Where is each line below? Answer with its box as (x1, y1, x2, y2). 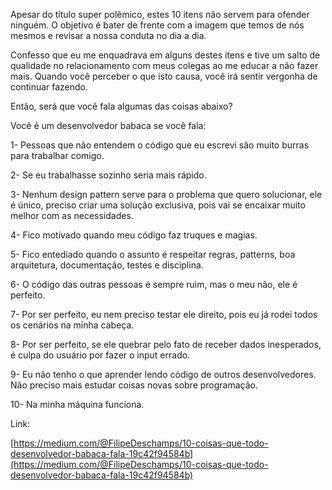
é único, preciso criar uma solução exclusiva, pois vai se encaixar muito (10, 199, 306, 211)
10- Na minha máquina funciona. (10, 399, 145, 410)
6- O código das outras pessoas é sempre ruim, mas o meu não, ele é (10, 279, 298, 290)
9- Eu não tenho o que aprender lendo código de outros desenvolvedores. (10, 369, 317, 380)
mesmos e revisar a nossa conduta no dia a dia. (10, 30, 207, 41)
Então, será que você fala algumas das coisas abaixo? (10, 100, 233, 112)
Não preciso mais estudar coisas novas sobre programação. (10, 379, 259, 391)
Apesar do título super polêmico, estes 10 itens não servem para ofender (10, 9, 310, 20)
